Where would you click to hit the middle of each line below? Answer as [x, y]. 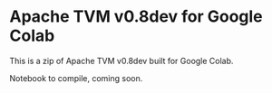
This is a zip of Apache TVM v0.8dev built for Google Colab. [121, 60]
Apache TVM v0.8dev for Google [136, 17]
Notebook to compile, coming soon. [76, 78]
